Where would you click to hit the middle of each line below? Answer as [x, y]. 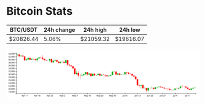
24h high [95, 30]
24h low [130, 30]
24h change [60, 30]
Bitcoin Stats [40, 11]
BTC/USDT [24, 30]
